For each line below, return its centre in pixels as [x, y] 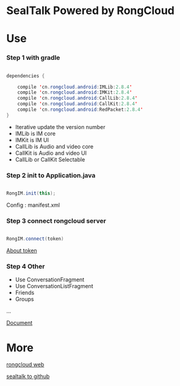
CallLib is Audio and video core [54, 146]
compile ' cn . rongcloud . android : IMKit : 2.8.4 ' [75, 92]
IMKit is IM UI [32, 140]
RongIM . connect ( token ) [35, 239]
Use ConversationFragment [50, 280]
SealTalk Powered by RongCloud [91, 11]
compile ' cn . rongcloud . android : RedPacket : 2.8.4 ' [80, 110]
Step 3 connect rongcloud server [56, 221]
